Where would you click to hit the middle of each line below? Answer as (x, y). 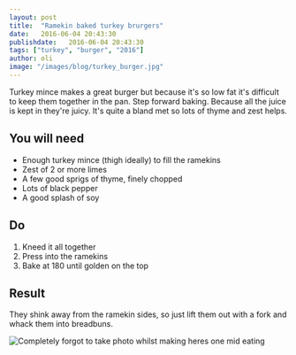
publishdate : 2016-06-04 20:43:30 (76, 42)
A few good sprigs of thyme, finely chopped (102, 179)
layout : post (33, 17)
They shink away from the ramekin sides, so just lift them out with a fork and (148, 314)
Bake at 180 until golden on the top (85, 266)
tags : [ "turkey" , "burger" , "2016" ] (76, 50)
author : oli (31, 58)
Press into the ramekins (65, 256)
